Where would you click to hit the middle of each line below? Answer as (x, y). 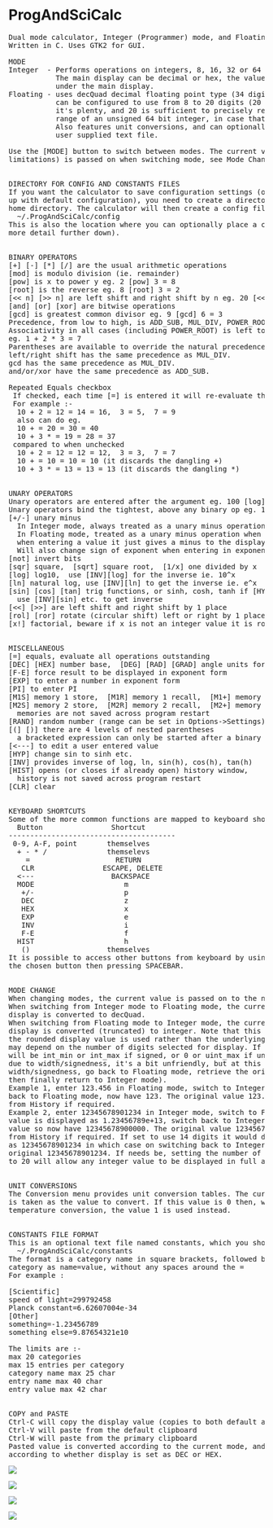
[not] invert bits (45, 558)
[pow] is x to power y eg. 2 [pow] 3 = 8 (92, 281)
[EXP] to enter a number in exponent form (94, 681)
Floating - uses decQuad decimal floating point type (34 (126, 94)
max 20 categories (45, 1357)
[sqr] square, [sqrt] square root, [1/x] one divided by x (133, 566)
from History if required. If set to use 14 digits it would (133, 1137)
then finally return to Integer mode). (88, 1080)
